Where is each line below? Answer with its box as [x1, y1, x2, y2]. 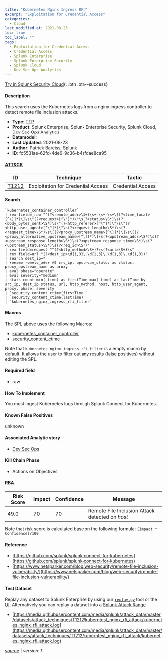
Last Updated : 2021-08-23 [12, 140, 68, 146]
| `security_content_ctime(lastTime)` [5, 295, 85, 300]
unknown [5, 423, 24, 429]
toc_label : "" [5, 35, 35, 40]
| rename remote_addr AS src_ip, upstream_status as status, [5, 260, 135, 265]
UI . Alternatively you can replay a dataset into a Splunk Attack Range [5, 602, 146, 608]
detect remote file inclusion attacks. [5, 109, 79, 115]
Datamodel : [12, 134, 37, 140]
